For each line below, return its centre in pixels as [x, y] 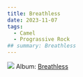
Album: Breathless [42, 66]
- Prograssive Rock [42, 40]
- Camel [25, 33]
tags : [15, 26]
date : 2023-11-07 [32, 20]
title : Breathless [34, 14]
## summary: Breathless [42, 46]
